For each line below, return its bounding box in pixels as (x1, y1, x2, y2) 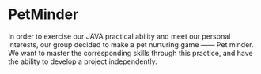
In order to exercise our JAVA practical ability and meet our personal (8, 31, 231, 41)
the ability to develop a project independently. (8, 57, 158, 66)
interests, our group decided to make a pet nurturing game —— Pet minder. (8, 39, 255, 49)
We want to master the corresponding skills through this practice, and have (8, 48, 253, 57)
